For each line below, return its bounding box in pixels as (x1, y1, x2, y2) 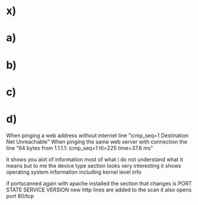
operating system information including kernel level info (6, 168, 142, 175)
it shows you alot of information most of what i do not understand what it (6, 155, 183, 163)
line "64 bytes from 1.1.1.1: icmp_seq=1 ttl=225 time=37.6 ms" (6, 144, 154, 151)
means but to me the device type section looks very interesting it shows (6, 162, 181, 169)
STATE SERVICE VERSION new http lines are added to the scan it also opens (6, 186, 192, 193)
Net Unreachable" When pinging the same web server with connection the (6, 138, 187, 145)
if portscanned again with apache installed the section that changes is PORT (6, 180, 192, 187)
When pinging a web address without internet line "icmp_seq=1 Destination (6, 132, 189, 139)
